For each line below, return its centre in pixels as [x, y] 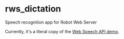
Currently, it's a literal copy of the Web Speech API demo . [62, 31]
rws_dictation [33, 9]
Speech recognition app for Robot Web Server [51, 22]
